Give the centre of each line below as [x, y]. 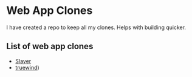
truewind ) [27, 67]
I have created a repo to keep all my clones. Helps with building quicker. [96, 27]
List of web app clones [50, 46]
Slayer [23, 61]
